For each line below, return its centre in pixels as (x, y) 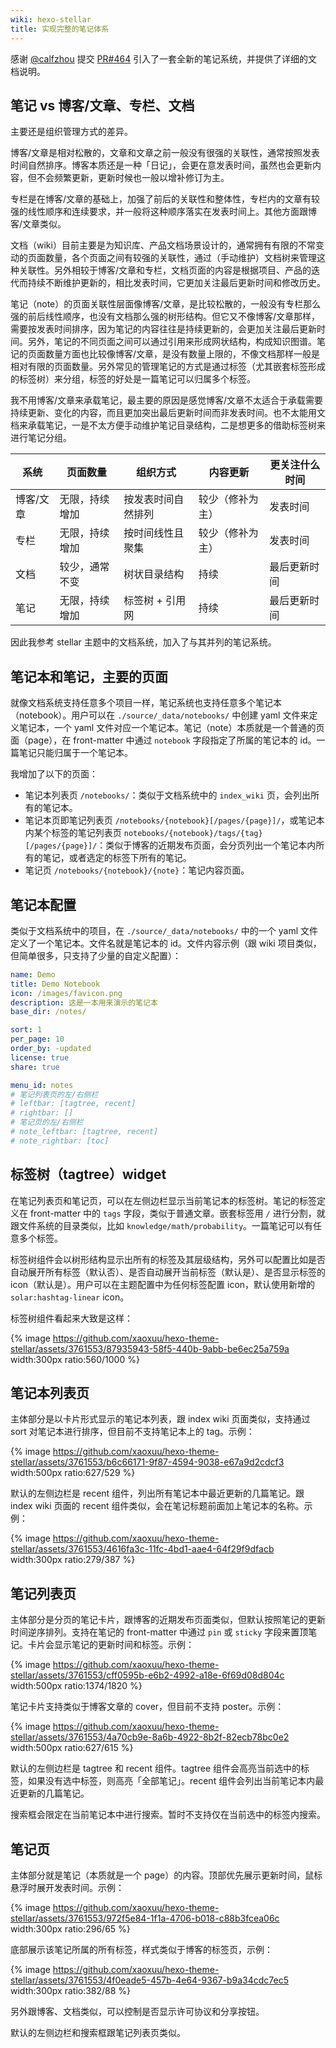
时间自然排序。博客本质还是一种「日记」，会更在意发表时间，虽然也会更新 (161, 165)
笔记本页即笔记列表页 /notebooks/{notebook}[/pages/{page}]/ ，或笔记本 (174, 820)
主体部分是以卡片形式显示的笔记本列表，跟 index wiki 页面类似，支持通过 (160, 1419)
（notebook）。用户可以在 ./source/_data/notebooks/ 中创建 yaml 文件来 (160, 715)
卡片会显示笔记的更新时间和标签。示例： (111, 1645)
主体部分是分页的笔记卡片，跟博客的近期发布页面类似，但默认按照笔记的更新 (168, 1620)
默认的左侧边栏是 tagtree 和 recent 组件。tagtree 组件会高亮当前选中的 (155, 1768)
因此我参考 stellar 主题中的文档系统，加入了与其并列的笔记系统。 (143, 642)
